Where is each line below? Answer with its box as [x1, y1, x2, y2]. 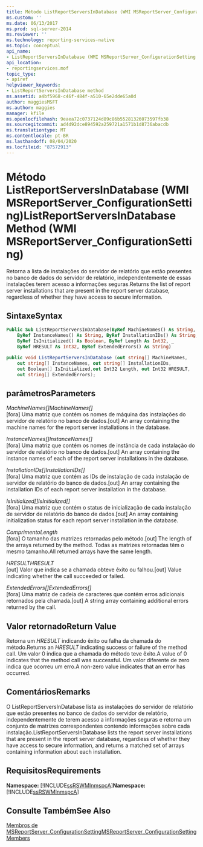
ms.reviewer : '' [6, 32, 47, 38]
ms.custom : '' [6, 15, 42, 21]
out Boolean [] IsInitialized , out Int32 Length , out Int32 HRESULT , [17, 366, 190, 372]
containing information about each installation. [6, 748, 122, 755]
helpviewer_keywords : [6, 82, 61, 88]
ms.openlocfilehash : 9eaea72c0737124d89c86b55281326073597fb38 [6, 116, 169, 122]
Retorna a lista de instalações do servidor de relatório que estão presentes [6, 267, 192, 274]
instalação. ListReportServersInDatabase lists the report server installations [6, 728, 192, 736]
